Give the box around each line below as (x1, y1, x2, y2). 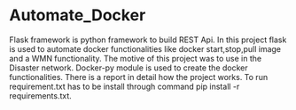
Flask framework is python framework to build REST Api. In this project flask (9, 34, 287, 45)
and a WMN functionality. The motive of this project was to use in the (9, 53, 262, 63)
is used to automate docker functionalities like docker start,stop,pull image (9, 43, 282, 54)
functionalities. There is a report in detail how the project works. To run (9, 71, 269, 82)
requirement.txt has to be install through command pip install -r (9, 81, 240, 92)
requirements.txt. (9, 90, 73, 101)
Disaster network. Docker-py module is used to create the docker (9, 62, 248, 73)
